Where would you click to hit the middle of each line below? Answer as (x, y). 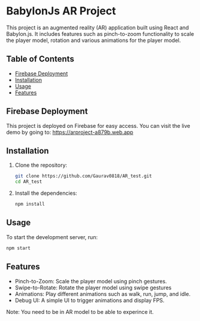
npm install (30, 204)
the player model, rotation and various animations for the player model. (94, 40)
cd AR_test (28, 182)
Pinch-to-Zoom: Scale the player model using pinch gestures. (91, 281)
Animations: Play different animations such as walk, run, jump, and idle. (103, 294)
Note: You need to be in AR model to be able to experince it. (80, 311)
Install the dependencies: (46, 193)
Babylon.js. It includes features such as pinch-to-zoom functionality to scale (100, 33)
